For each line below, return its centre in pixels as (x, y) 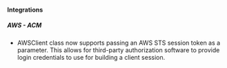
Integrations (25, 10)
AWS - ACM (24, 25)
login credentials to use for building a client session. (91, 57)
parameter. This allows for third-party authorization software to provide (118, 50)
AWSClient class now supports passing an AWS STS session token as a (119, 43)
